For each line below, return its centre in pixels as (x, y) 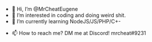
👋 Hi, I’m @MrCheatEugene (45, 9)
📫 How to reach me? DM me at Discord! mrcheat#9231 (79, 33)
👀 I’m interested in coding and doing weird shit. (69, 15)
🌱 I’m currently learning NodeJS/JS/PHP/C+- (66, 21)
